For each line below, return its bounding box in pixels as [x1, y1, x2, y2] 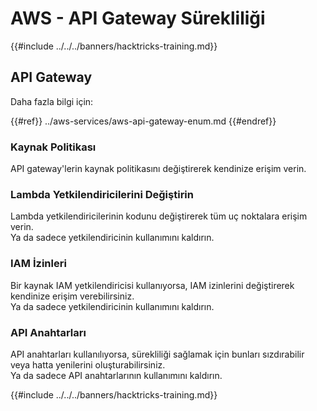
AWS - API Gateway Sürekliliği [10, 7, 266, 30]
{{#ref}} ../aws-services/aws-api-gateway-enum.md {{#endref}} [10, 115, 277, 127]
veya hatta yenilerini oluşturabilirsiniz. [10, 358, 166, 371]
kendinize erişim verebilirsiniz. [10, 290, 135, 302]
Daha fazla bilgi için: [10, 95, 94, 107]
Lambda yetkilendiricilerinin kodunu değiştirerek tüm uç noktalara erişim [10, 210, 308, 222]
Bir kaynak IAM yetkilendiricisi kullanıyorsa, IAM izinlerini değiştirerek [10, 279, 295, 291]
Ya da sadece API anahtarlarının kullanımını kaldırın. [10, 369, 223, 381]
